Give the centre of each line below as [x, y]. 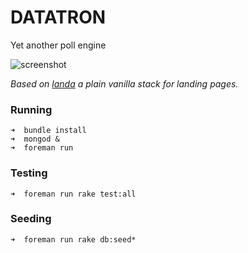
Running [31, 109]
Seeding [31, 219]
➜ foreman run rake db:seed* [73, 239]
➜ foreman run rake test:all [73, 194]
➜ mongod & [35, 139]
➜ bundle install [48, 131]
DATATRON [58, 17]
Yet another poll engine [58, 45]
